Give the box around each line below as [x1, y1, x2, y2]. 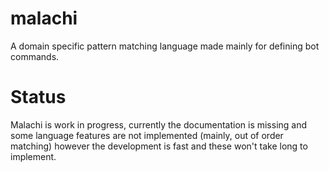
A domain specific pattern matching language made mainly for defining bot [10, 40, 320, 52]
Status [10, 86, 67, 109]
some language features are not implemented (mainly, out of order [10, 129, 284, 141]
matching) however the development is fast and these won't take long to [10, 140, 308, 152]
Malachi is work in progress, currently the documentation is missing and [10, 118, 308, 131]
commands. [10, 50, 60, 62]
